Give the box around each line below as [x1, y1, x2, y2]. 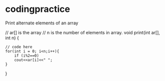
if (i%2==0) [14, 53, 39, 58]
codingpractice [5, 3, 70, 15]
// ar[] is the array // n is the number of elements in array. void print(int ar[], [5, 29, 160, 35]
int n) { [5, 35, 19, 41]
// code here [5, 44, 33, 49]
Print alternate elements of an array [5, 20, 79, 26]
